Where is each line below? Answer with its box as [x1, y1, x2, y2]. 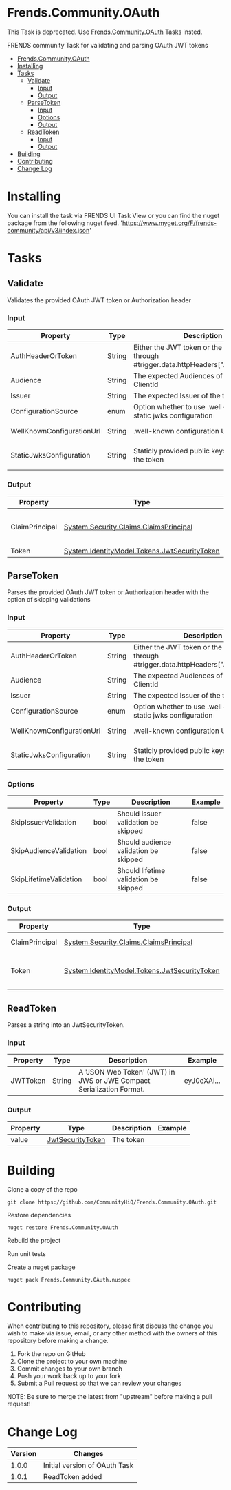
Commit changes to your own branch [16, 1364, 122, 1373]
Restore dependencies [7, 1210, 71, 1219]
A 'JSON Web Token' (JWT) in [78, 1068, 175, 1077]
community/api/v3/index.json [7, 226, 90, 234]
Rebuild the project [7, 1236, 61, 1244]
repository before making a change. [7, 1337, 109, 1345]
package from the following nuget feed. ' [7, 219, 122, 227]
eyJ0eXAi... [184, 1076, 221, 1086]
